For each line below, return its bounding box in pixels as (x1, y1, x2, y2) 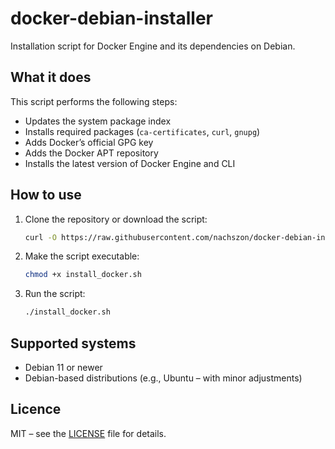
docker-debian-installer (10, 7, 214, 30)
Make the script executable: (24, 250, 140, 262)
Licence (10, 401, 62, 418)
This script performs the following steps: (10, 95, 178, 107)
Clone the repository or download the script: (24, 213, 208, 225)
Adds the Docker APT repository (24, 147, 159, 159)
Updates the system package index (24, 115, 172, 127)
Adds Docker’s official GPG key (24, 136, 154, 148)
